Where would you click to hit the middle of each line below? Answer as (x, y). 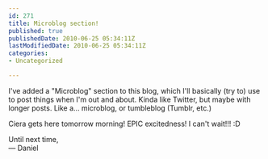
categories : (28, 53)
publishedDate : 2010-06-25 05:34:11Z (72, 38)
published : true (36, 31)
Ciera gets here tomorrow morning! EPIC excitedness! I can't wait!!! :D (124, 123)
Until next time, (33, 139)
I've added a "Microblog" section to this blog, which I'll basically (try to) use (134, 90)
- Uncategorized (36, 61)
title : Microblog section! (54, 23)
